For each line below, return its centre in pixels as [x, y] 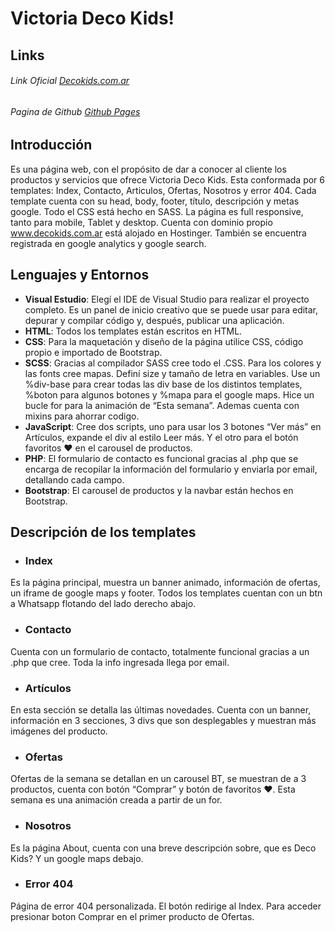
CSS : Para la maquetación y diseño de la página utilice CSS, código [164, 341]
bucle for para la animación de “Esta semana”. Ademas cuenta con [162, 405]
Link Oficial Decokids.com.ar [70, 81]
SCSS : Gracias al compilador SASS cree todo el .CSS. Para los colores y [173, 363]
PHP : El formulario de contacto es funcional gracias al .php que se [161, 458]
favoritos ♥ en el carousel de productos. [108, 448]
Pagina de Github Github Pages [75, 111]
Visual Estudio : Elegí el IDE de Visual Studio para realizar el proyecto [167, 299]
